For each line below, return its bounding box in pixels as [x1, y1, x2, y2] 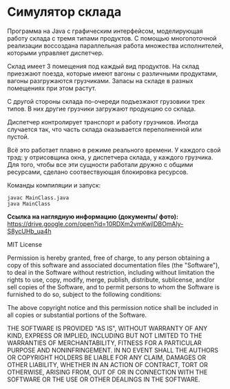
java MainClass [7, 200, 51, 207]
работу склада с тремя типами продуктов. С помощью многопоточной [7, 34, 217, 42]
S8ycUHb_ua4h [7, 227, 52, 235]
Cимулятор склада [7, 4, 122, 20]
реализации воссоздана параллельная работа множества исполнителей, [7, 41, 224, 49]
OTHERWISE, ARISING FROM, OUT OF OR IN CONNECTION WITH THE [7, 368, 208, 376]
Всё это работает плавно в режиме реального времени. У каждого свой [7, 146, 222, 154]
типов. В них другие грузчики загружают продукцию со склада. [7, 104, 196, 113]
